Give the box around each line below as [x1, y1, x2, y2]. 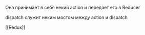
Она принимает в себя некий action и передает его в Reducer [5, 5, 140, 10]
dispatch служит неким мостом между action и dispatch [5, 14, 128, 20]
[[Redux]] [5, 24, 26, 30]
